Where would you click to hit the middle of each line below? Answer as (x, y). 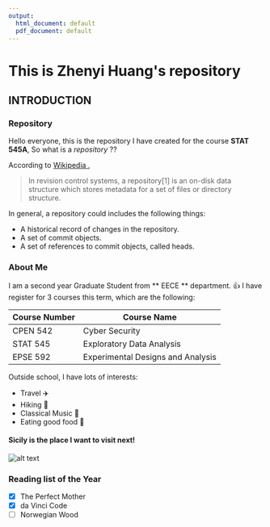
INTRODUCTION (50, 100)
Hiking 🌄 (34, 404)
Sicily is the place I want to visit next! (72, 440)
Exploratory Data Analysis (132, 344)
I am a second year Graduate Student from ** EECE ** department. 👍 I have (135, 285)
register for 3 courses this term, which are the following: (102, 297)
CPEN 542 (32, 330)
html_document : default (55, 23)
